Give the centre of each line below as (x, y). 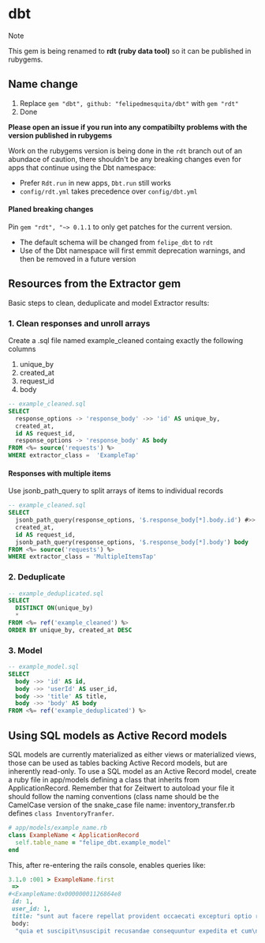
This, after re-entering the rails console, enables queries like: (107, 865)
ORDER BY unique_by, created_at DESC (70, 630)
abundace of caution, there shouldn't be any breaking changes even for (125, 159)
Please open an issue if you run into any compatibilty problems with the (128, 126)
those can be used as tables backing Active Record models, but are (118, 763)
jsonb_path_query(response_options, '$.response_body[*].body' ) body (132, 542)
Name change (43, 84)
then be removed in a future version (78, 258)
